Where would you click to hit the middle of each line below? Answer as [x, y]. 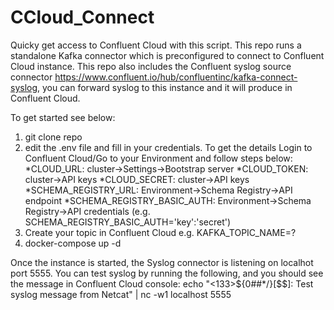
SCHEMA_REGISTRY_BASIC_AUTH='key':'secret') [128, 222]
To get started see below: [63, 117]
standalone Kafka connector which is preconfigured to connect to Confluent [167, 55]
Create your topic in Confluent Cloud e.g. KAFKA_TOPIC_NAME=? [160, 232]
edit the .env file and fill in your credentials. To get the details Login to [168, 147]
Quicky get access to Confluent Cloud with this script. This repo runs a [156, 45]
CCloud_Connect [82, 17]
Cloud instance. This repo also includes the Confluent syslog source [151, 66]
